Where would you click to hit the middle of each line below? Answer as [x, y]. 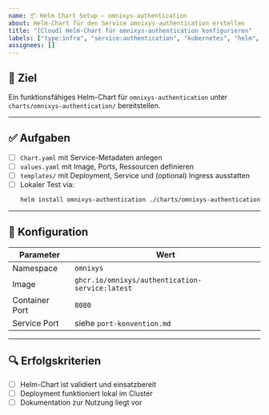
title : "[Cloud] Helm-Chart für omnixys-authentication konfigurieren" [130, 30]
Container [31, 300]
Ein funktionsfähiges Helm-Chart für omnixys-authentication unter [118, 97]
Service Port [36, 323]
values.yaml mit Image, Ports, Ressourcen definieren [107, 166]
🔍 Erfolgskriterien [55, 361]
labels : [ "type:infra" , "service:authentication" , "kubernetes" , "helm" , [134, 38]
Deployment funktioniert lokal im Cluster [86, 393]
